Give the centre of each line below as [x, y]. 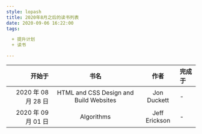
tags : [13, 29]
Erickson [158, 120]
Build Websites [95, 100]
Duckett [158, 100]
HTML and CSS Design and [95, 93]
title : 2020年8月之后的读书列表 [43, 17]
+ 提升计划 [23, 40]
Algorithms [96, 117]
